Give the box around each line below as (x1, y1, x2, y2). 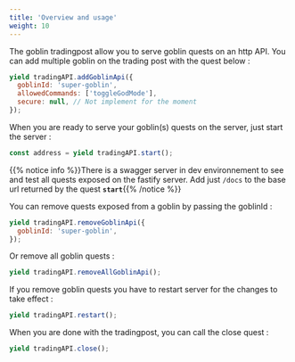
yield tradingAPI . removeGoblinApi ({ (9, 218, 145, 227)
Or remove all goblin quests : (9, 251, 115, 261)
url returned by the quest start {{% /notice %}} (9, 184, 182, 194)
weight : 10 (9, 21, 50, 30)
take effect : (9, 293, 53, 304)
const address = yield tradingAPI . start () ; (9, 148, 174, 157)
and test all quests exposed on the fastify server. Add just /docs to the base (9, 174, 287, 185)
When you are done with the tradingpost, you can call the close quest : (9, 327, 269, 338)
